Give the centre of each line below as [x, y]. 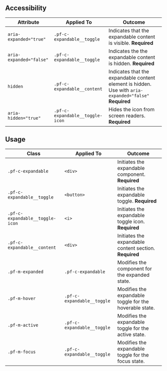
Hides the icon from [132, 109]
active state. [131, 334]
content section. [136, 248]
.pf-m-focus [22, 352]
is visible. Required [131, 43]
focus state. [131, 361]
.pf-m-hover [22, 298]
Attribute [28, 22]
